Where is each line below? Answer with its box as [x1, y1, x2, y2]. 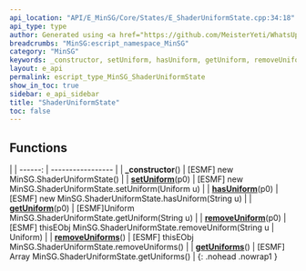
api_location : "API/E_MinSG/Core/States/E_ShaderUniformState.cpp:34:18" [9, 13, 296, 23]
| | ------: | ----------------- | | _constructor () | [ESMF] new [9, 165, 234, 176]
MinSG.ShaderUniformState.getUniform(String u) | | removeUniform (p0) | [9, 213, 287, 224]
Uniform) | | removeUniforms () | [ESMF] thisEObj [9, 232, 194, 243]
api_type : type [9, 22, 67, 31]
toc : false [9, 106, 51, 115]
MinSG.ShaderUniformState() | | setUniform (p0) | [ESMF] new [9, 174, 244, 185]
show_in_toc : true [9, 81, 79, 90]
